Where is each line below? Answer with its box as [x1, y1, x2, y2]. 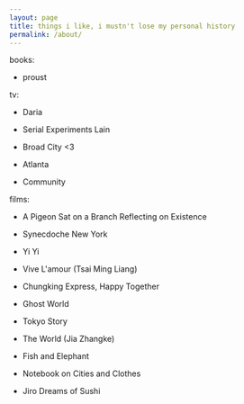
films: [9, 194, 30, 205]
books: [9, 55, 35, 66]
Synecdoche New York [22, 229, 108, 239]
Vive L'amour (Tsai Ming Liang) [22, 264, 138, 274]
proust [22, 72, 48, 83]
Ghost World [22, 299, 69, 310]
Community [22, 176, 66, 187]
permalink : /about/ [9, 30, 83, 39]
